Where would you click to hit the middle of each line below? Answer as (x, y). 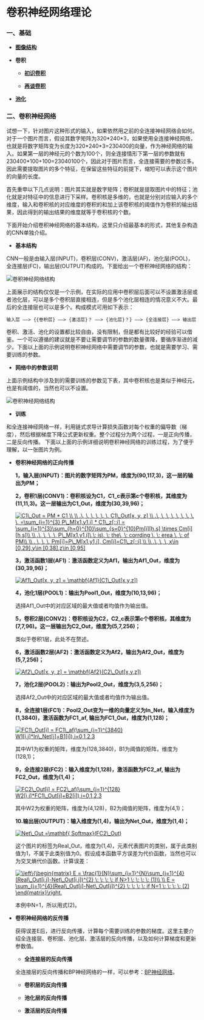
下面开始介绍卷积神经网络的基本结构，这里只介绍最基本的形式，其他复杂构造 (102, 225)
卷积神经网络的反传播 (42, 918)
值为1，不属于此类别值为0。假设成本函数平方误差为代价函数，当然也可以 (106, 853)
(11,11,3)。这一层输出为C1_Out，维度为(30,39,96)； (80, 503)
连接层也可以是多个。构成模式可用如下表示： (78, 307)
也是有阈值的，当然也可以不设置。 (49, 388)
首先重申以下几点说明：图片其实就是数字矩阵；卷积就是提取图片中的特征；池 (102, 189)
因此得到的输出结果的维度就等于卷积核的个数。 (75, 212)
